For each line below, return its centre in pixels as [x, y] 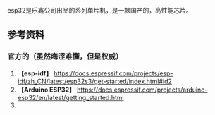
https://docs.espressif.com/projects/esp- [114, 73]
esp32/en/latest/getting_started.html [71, 97]
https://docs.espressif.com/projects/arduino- [142, 90]
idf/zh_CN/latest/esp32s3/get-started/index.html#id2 [95, 81]
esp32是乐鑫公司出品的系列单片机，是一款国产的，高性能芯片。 [100, 10]
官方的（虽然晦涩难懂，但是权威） [65, 56]
